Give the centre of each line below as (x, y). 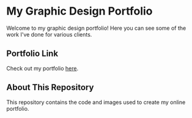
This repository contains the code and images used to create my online (96, 102)
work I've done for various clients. (49, 34)
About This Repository (50, 87)
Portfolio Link (32, 54)
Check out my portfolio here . (42, 68)
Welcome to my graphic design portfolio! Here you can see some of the (96, 28)
